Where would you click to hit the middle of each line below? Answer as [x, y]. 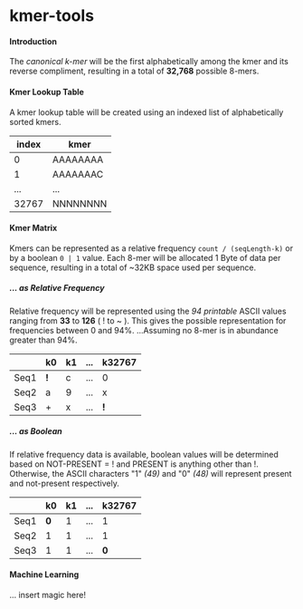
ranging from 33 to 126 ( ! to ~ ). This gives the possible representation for [148, 320]
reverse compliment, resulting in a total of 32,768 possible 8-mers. [134, 71]
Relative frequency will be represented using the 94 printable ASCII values [148, 311]
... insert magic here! [47, 594]
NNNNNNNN [80, 203]
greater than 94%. [44, 340]
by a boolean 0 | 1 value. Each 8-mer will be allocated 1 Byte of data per [145, 257]
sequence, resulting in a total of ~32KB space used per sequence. [133, 267]
